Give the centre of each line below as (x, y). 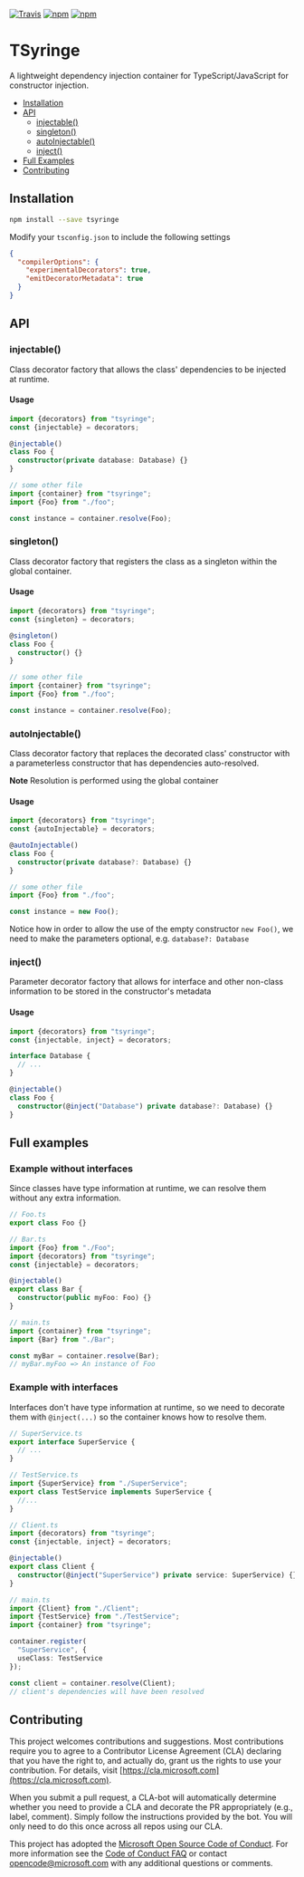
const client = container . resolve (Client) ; (93, 1683)
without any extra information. (66, 1198)
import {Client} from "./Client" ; (75, 1608)
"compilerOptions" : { (58, 262)
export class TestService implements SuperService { (111, 1492)
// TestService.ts (44, 1475)
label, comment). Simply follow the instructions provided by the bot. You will (151, 1817)
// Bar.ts (28, 1239)
